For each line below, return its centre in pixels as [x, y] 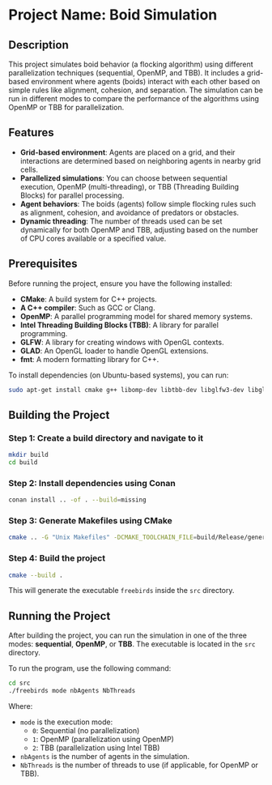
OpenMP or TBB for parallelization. [66, 107]
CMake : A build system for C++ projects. [89, 299]
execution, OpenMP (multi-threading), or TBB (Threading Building [130, 186]
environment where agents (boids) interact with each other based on [146, 81]
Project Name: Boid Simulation [113, 15]
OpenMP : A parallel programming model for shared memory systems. [136, 316]
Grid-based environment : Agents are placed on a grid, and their [127, 152]
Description [38, 45]
